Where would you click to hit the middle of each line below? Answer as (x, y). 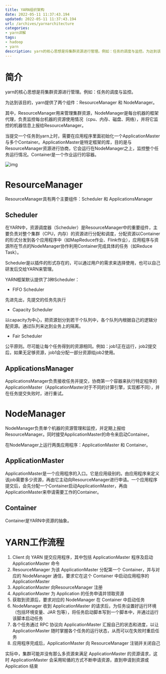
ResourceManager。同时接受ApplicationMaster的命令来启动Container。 (79, 434)
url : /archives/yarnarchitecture (40, 24)
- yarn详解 (16, 33)
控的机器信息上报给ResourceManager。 (46, 126)
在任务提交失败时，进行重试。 (35, 393)
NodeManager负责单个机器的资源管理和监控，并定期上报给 (65, 428)
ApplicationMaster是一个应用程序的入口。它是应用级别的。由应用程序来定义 (82, 473)
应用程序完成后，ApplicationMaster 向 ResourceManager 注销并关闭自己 (86, 643)
